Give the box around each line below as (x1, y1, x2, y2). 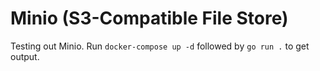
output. (10, 50, 40, 62)
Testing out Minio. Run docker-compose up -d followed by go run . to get (10, 40, 310, 52)
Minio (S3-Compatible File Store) (10, 7, 289, 30)
